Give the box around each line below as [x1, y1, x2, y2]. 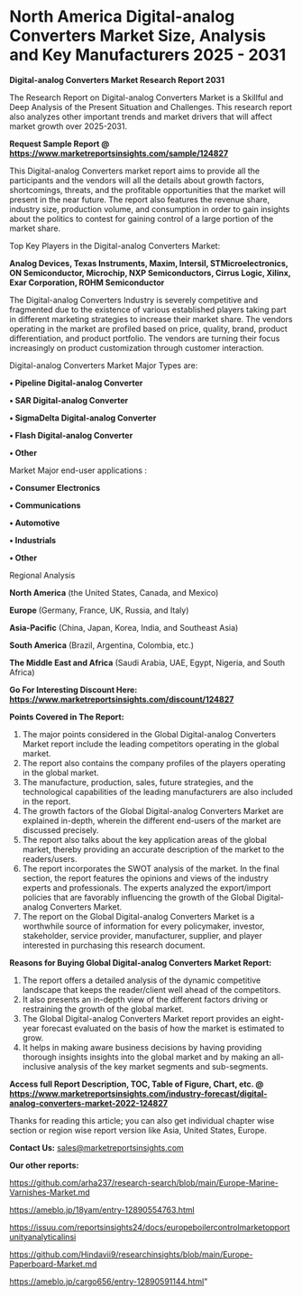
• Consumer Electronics [9, 482, 101, 493]
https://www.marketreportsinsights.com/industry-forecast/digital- [9, 1088, 268, 1098]
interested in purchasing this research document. [22, 940, 206, 950]
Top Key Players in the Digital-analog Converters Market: [9, 240, 221, 251]
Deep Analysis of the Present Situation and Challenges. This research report [9, 101, 293, 112]
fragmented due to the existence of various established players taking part [9, 304, 287, 315]
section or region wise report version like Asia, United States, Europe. [9, 1125, 268, 1135]
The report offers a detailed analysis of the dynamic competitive [22, 975, 261, 986]
